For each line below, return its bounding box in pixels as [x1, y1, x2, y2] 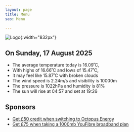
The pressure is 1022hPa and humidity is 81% [12, 83, 105, 89]
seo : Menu [5, 16, 26, 21]
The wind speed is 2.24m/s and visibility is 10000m [12, 78, 117, 84]
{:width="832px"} [20, 34, 57, 40]
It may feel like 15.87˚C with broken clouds [12, 72, 98, 78]
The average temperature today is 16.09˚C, [12, 62, 100, 68]
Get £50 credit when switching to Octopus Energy [12, 116, 115, 122]
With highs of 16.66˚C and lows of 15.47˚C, [12, 67, 99, 73]
